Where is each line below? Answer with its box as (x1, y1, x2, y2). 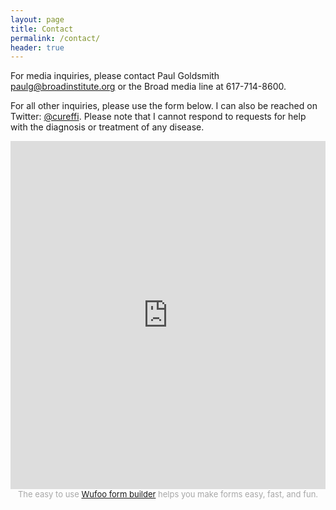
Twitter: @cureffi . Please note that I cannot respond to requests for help (10, 111, 307, 123)
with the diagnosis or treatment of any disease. (10, 121, 205, 133)
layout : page (10, 14, 65, 25)
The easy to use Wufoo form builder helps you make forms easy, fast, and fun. (17, 489, 319, 500)
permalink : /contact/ (10, 33, 101, 43)
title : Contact (10, 24, 74, 34)
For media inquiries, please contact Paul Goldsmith (10, 70, 220, 82)
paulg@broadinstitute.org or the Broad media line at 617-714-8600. (10, 81, 287, 93)
